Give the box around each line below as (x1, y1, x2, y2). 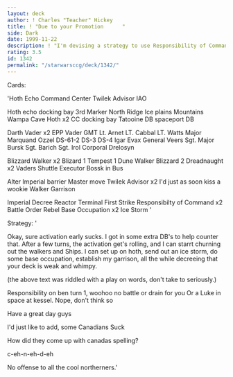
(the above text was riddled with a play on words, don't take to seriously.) (7, 275, 217, 283)
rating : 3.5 (7, 49, 42, 56)
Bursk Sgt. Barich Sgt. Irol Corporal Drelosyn (7, 143, 135, 151)
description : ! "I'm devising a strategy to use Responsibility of (7, 42, 207, 49)
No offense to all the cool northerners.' (7, 363, 118, 371)
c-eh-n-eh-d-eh (7, 349, 54, 358)
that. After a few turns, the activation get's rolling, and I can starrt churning (7, 240, 221, 248)
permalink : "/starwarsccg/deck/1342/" (7, 62, 119, 69)
